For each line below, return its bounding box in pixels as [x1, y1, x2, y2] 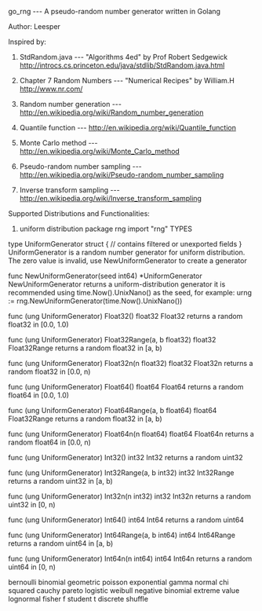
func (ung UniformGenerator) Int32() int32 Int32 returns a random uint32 [8, 453, 243, 462]
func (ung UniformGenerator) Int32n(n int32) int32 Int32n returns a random [8, 492, 251, 501]
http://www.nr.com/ [19, 84, 83, 93]
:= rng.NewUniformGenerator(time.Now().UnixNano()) [8, 296, 183, 305]
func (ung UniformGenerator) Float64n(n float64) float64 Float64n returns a [8, 430, 255, 438]
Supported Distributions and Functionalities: [8, 209, 151, 218]
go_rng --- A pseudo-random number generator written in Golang [8, 7, 221, 16]
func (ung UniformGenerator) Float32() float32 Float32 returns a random [8, 312, 243, 320]
